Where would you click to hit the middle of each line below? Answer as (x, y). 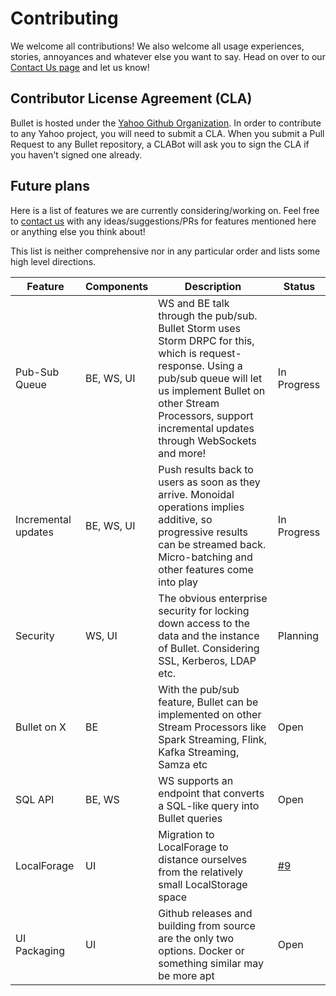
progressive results (203, 532)
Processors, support (206, 415)
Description (213, 286)
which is (177, 353)
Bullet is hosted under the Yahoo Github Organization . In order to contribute (166, 123)
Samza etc (183, 764)
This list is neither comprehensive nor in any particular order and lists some (165, 251)
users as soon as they (209, 482)
